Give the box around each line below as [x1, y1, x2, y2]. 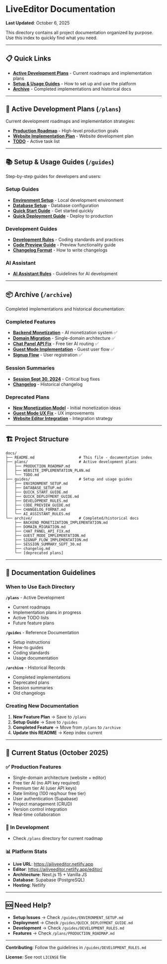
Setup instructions [12, 639, 51, 645]
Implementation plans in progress [12, 609, 81, 615]
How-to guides [12, 645, 44, 651]
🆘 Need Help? [5, 901, 52, 909]
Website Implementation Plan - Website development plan [12, 133, 134, 139]
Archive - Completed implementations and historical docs [12, 86, 132, 92]
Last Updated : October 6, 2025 [5, 20, 70, 26]
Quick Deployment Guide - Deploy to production [12, 213, 113, 219]
